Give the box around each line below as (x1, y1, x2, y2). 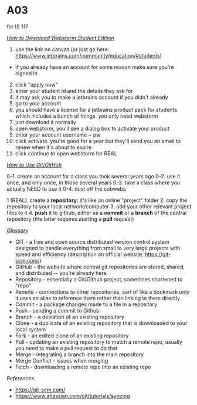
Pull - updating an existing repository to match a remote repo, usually (15, 338, 182, 345)
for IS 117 (6, 23, 29, 30)
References (6, 374, 35, 381)
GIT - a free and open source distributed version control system (15, 238, 169, 245)
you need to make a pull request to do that (15, 344, 118, 351)
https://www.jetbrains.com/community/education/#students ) (15, 52, 162, 59)
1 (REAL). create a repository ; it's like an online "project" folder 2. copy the (6, 197, 188, 204)
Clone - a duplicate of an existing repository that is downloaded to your (15, 319, 188, 327)
